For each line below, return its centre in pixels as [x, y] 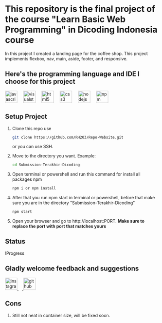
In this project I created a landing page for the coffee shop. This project [77, 53]
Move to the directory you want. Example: [54, 156]
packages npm [27, 179]
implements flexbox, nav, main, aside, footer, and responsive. [66, 58]
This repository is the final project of [80, 9]
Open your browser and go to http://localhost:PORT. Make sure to [78, 221]
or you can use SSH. [33, 147]
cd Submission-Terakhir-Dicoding [46, 165]
